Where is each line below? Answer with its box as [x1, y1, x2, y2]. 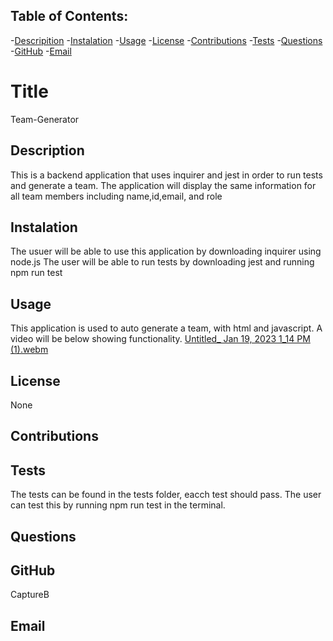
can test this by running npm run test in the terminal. [10, 499, 226, 511]
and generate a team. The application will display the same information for [10, 179, 317, 191]
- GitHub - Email [10, 45, 72, 57]
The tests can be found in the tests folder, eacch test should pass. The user [10, 489, 322, 501]
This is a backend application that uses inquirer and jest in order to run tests [10, 169, 323, 181]
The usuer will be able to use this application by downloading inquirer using [10, 245, 322, 258]
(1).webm [10, 344, 49, 356]
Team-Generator [10, 113, 80, 125]
